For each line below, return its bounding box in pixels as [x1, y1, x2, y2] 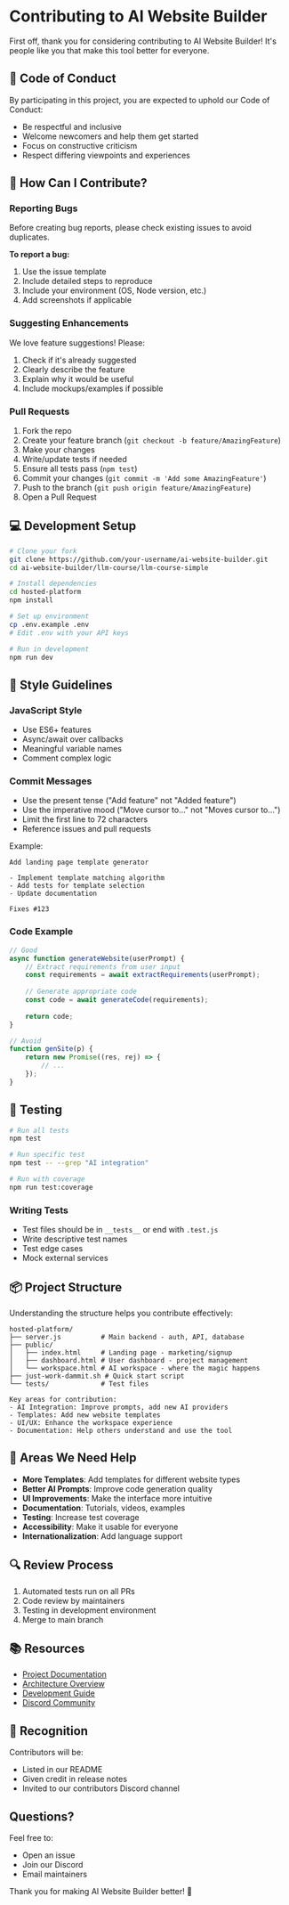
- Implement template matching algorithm [9, 874, 165, 883]
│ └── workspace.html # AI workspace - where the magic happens [9, 1364, 261, 1372]
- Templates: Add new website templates [9, 1410, 162, 1420]
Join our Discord [21, 1859, 84, 1869]
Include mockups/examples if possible [21, 383, 164, 394]
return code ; [25, 1012, 74, 1021]
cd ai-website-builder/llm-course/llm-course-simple [9, 563, 209, 572]
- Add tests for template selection [9, 882, 145, 891]
